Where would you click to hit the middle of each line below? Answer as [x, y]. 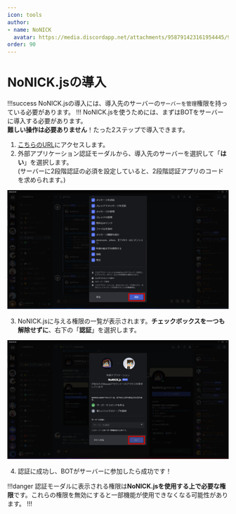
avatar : [25, 37]
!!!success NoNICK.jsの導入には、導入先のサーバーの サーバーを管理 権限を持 [114, 104]
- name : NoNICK [29, 30]
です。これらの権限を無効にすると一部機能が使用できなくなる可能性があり [121, 495]
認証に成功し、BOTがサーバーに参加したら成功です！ [94, 471]
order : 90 [22, 45]
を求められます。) [41, 180]
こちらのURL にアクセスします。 [63, 145]
